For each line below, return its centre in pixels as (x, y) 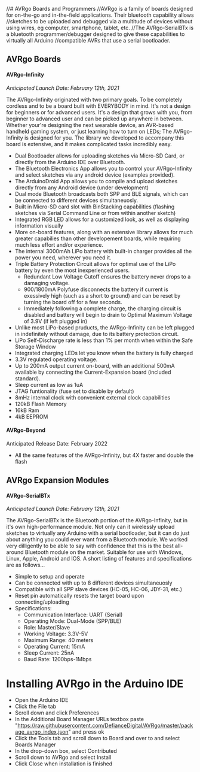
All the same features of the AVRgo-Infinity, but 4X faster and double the (104, 455)
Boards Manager (35, 744)
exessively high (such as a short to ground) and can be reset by (102, 295)
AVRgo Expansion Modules (58, 481)
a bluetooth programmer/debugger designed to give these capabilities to (96, 34)
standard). (27, 378)
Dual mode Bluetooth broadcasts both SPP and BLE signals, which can (101, 193)
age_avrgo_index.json (41, 732)
